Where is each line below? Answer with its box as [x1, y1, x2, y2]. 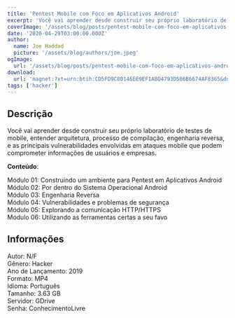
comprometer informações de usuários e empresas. [7, 148, 157, 158]
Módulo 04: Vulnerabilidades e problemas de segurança [7, 198, 169, 207]
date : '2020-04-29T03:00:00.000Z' [7, 29, 108, 37]
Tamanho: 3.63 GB [7, 289, 61, 298]
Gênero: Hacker [7, 259, 53, 268]
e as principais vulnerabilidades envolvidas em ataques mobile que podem [7, 141, 222, 150]
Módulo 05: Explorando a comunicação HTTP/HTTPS [7, 206, 162, 214]
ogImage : [7, 56, 33, 63]
